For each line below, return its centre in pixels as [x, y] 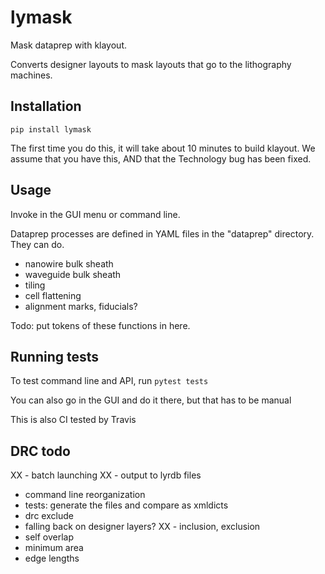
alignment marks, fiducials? [81, 306]
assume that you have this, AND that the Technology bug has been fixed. [161, 158]
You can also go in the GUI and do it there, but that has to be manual [151, 400]
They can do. [37, 244]
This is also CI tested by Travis [73, 420]
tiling [35, 285]
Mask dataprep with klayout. [68, 45]
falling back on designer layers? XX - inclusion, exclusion [142, 527]
